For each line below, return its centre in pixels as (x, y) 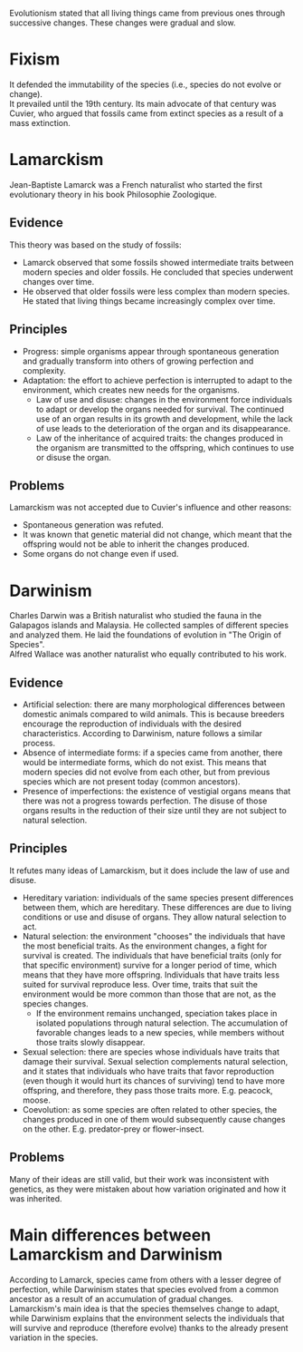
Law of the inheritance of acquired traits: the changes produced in (159, 438)
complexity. (44, 370)
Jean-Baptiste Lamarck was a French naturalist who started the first (136, 184)
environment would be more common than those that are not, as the (149, 994)
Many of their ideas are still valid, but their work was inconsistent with (139, 1179)
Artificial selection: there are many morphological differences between (154, 705)
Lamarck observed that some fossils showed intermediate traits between (158, 262)
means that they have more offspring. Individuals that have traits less (151, 975)
